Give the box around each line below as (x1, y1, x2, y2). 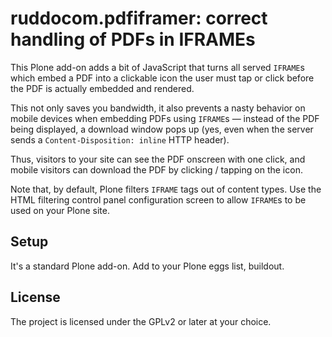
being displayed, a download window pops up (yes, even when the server (10, 123, 314, 135)
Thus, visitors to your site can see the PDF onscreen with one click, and (10, 153, 306, 165)
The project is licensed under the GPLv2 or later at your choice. (10, 315, 272, 327)
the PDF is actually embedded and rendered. (10, 82, 195, 94)
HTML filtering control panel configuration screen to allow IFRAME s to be (10, 193, 307, 206)
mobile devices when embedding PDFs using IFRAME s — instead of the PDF (10, 112, 320, 124)
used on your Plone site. (10, 204, 110, 216)
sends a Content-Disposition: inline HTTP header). (10, 133, 230, 146)
